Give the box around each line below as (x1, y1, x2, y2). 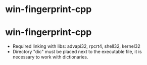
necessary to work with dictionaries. (12, 54, 88, 60)
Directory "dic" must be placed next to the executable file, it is (12, 49, 142, 55)
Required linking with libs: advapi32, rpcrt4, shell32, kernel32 (12, 43, 140, 49)
